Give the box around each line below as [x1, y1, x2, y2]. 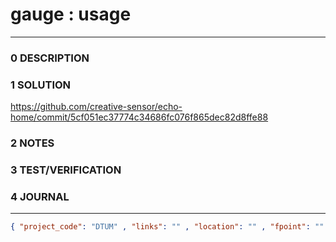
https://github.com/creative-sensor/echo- [10, 101, 183, 113]
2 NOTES [10, 136, 55, 150]
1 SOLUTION [10, 78, 72, 92]
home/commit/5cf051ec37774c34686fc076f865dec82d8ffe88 [10, 111, 269, 123]
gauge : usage [10, 3, 132, 26]
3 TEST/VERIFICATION [10, 163, 122, 177]
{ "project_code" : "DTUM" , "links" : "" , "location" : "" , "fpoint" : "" [10, 222, 325, 232]
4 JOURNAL [10, 189, 70, 203]
